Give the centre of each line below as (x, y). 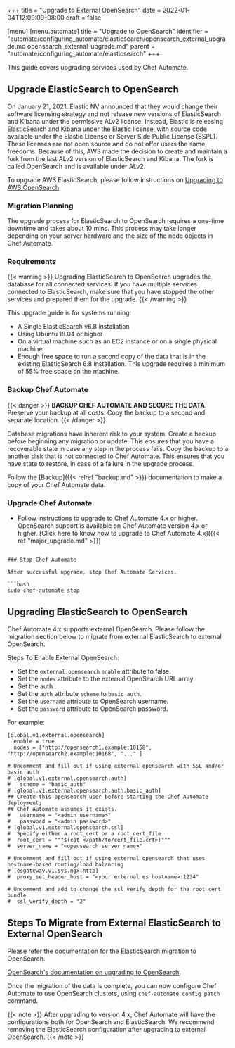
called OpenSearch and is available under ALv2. (76, 166)
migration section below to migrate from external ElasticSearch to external (115, 636)
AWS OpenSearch (33, 187)
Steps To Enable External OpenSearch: (63, 657)
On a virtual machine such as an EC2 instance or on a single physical (117, 341)
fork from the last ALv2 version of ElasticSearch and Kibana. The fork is (110, 158)
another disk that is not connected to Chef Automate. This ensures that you (116, 456)
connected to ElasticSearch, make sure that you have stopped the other (111, 292)
